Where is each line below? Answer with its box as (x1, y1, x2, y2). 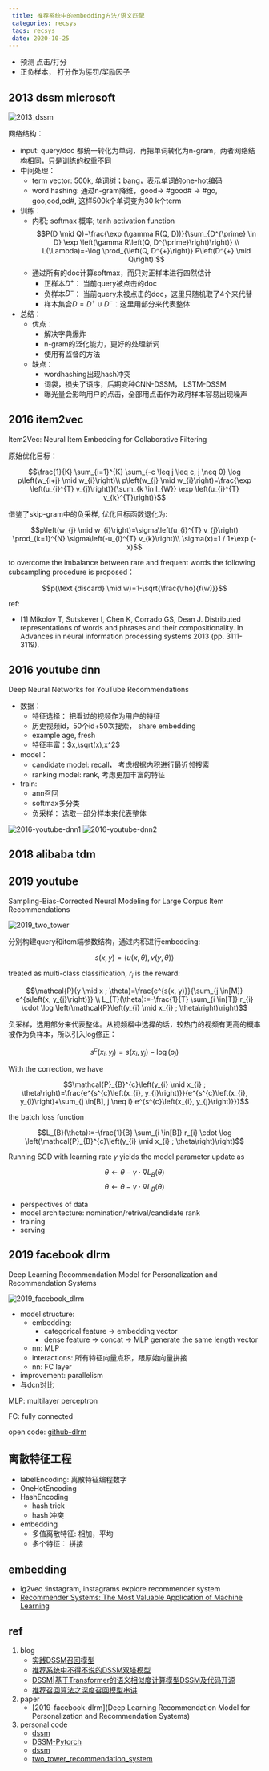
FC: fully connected (8, 1411, 74, 1420)
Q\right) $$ (127, 254, 166, 265)
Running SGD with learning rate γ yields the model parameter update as (8, 1152, 245, 1161)
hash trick (31, 1501, 66, 1510)
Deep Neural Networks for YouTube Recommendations (8, 684, 190, 694)
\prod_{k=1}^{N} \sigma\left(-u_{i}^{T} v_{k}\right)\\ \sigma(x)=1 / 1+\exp (12, 533, 250, 543)
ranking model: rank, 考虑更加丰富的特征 (31, 769, 166, 779)
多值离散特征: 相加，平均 (31, 1529, 114, 1538)
